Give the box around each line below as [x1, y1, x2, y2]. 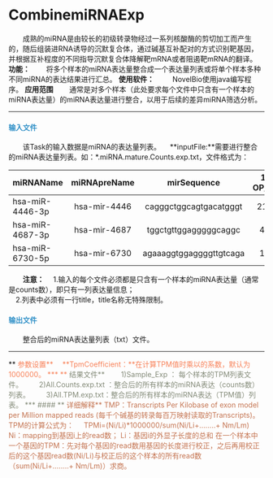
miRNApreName [71, 177, 136, 189]
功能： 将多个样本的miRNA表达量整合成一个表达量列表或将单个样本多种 [8, 63, 262, 74]
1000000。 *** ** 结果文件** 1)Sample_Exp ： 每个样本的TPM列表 [8, 370, 245, 380]
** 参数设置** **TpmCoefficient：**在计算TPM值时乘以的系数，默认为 [8, 359, 251, 369]
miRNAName [12, 177, 63, 189]
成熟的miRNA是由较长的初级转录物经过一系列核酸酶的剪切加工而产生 [22, 33, 252, 43]
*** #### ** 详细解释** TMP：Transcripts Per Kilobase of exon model [24, 400, 259, 410]
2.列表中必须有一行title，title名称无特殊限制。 [15, 295, 168, 305]
